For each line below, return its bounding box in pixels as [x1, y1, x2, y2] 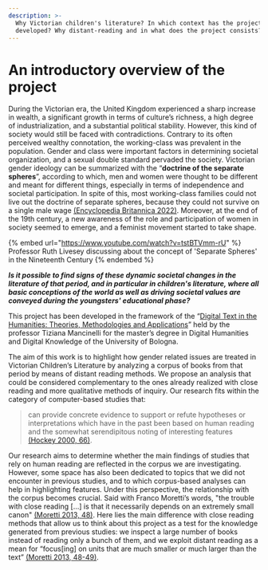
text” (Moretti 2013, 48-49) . [8, 552, 100, 562]
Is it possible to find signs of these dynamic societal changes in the [8, 270, 237, 280]
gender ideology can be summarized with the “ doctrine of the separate [8, 163, 245, 173]
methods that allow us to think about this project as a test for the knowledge [8, 519, 258, 529]
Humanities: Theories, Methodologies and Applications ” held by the [8, 320, 231, 329]
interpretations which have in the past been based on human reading [27, 419, 255, 428]
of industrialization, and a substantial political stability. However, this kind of [8, 121, 258, 131]
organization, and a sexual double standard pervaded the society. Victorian [8, 155, 255, 164]
